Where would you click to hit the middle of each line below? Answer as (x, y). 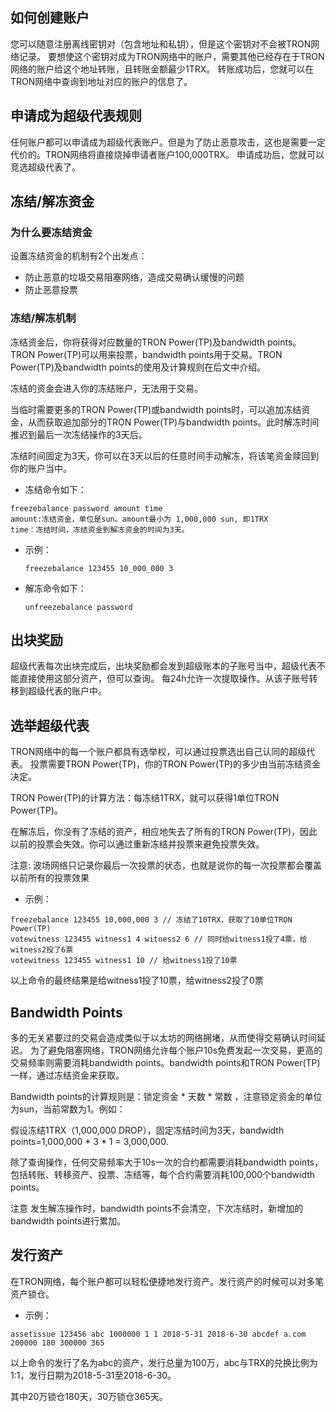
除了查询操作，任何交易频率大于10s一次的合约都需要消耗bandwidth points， (167, 1162)
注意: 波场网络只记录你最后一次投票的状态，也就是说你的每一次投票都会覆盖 (166, 865)
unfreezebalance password (78, 607)
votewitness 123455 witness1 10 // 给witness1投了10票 (124, 961)
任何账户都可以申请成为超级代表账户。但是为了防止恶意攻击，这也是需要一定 (168, 142)
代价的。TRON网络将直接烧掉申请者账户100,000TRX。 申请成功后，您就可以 (167, 154)
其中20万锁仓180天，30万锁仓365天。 (89, 1396)
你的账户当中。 (41, 468)
